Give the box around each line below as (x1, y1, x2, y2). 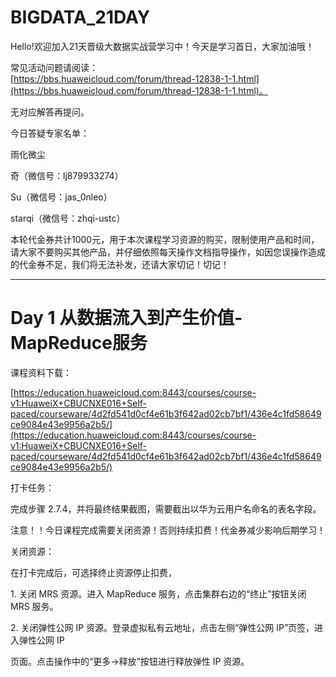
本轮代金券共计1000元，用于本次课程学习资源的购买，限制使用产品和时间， (10, 233, 320, 245)
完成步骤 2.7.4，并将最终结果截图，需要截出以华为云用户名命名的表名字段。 (10, 502, 322, 515)
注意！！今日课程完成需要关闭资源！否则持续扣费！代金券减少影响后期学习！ (10, 524, 326, 536)
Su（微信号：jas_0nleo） (10, 191, 113, 203)
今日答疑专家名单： (10, 127, 90, 139)
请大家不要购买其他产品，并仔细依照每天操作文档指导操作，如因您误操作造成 (10, 246, 326, 258)
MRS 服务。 (10, 600, 59, 612)
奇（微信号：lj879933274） (10, 169, 124, 181)
